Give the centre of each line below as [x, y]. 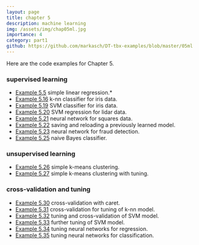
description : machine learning [46, 23]
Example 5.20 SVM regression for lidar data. [71, 112]
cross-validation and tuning [48, 189]
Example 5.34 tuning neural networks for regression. [81, 229]
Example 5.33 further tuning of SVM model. [70, 222]
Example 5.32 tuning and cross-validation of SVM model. [87, 216]
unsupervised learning [41, 154]
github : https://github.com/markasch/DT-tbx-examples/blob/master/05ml [99, 46]
